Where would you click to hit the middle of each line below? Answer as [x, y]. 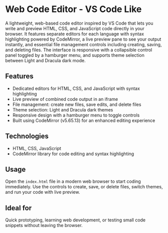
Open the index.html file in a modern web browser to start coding [73, 181]
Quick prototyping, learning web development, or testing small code [75, 220]
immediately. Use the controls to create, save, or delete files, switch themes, [84, 187]
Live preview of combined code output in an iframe [65, 99]
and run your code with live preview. [43, 192]
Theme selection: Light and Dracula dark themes [63, 109]
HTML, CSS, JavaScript [37, 148]
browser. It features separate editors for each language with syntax [75, 34]
